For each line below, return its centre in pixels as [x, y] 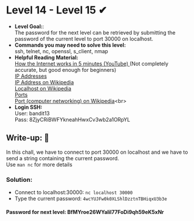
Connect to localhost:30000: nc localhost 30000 [74, 192]
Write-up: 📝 [28, 138]
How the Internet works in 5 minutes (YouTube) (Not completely [91, 63]
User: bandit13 [32, 113]
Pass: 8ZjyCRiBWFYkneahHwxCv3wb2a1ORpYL [72, 119]
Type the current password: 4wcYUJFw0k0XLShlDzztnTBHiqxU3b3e [91, 199]
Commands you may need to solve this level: [70, 45]
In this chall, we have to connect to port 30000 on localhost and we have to [97, 152]
